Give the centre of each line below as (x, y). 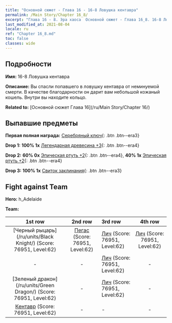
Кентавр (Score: (35, 307)
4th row (150, 222)
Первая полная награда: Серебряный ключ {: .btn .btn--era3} (72, 136)
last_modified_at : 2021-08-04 (38, 24)
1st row (35, 222)
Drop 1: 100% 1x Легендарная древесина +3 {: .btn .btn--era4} (72, 145)
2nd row (82, 222)
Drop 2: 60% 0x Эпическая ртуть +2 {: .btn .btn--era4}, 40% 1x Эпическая (86, 155)
